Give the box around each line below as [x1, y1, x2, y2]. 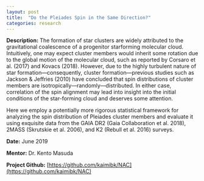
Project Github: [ [6, 162, 49, 169]
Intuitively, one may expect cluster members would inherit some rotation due [6, 50, 199, 57]
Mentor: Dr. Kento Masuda [6, 149, 74, 157]
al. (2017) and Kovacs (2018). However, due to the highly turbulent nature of [6, 63, 197, 70]
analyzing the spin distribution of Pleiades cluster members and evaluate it [6, 113, 194, 120]
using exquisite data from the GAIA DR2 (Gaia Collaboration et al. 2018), [6, 120, 186, 127]
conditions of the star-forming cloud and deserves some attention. [6, 95, 174, 102]
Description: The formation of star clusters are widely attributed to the [6, 37, 184, 44]
